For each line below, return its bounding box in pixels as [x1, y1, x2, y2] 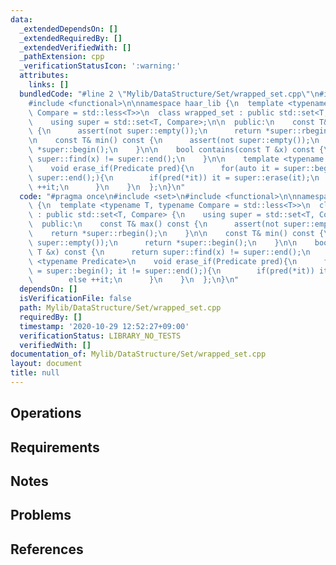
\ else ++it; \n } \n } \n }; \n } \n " [28, 275, 240, 285]
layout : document [10, 359, 83, 369]
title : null [10, 368, 60, 378]
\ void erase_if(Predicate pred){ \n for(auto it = [28, 163, 280, 173]
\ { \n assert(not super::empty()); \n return [28, 126, 262, 136]
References [10, 541, 84, 558]
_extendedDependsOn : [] [19, 24, 118, 34]
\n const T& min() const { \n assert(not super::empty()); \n [28, 136, 320, 146]
